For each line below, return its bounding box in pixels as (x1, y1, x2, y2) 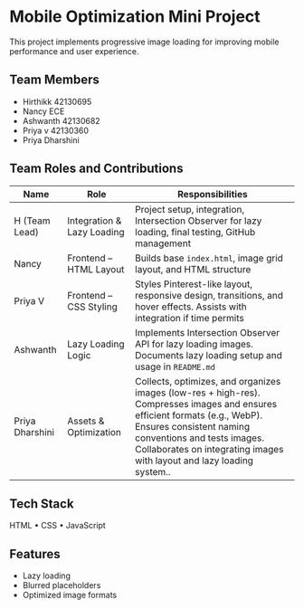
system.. (135, 465, 171, 478)
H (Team (14, 214, 51, 227)
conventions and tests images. (135, 432, 265, 444)
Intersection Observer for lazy (135, 214, 262, 227)
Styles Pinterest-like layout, (135, 278, 253, 290)
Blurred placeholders (22, 580, 101, 591)
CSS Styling (67, 300, 118, 313)
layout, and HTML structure (135, 262, 252, 275)
